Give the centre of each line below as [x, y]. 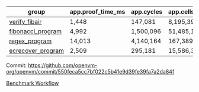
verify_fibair [25, 22]
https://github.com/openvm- [63, 65]
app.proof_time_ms [97, 12]
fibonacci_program [36, 31]
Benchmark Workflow [33, 83]
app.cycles [147, 12]
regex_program [31, 41]
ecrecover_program [36, 51]
